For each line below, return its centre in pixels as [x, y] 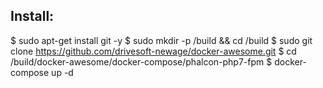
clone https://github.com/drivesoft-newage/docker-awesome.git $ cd [153, 51]
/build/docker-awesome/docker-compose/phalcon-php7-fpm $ [141, 61]
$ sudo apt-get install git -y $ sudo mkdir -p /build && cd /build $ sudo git [161, 40]
